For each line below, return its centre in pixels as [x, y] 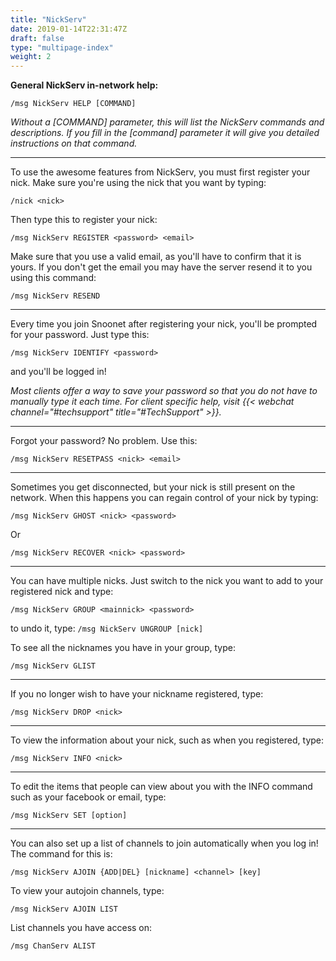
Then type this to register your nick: [84, 220]
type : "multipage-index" [62, 47]
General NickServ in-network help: [84, 85]
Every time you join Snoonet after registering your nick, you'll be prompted [164, 324]
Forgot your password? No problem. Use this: [104, 441]
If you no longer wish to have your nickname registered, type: [137, 694]
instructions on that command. [74, 143]
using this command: [53, 278]
